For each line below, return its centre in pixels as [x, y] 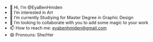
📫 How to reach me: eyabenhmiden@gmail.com [58, 28]
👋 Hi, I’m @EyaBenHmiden [36, 7]
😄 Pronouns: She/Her [32, 35]
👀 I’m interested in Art [31, 12]
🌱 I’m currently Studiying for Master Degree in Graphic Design [71, 17]
